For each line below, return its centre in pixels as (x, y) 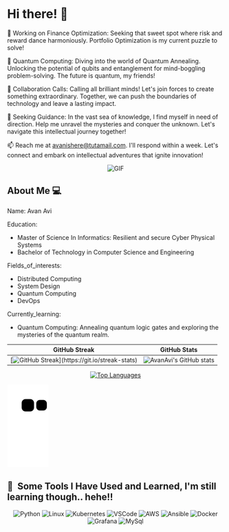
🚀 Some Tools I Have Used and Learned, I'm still (112, 486)
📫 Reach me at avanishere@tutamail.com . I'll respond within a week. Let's (113, 145)
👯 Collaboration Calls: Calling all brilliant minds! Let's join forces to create (111, 89)
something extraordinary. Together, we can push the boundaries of (102, 96)
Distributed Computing (49, 278)
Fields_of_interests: (34, 265)
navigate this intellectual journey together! (67, 131)
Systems (30, 245)
